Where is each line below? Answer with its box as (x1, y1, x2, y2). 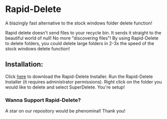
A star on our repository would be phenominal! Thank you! (5, 108, 125, 114)
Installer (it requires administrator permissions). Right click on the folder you (5, 78, 162, 84)
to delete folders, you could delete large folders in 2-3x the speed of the (5, 40, 154, 46)
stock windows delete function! (5, 45, 70, 51)
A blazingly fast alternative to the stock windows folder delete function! (5, 20, 152, 26)
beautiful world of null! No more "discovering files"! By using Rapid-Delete (5, 35, 159, 41)
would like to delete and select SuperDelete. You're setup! (5, 84, 125, 90)
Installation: (5, 60, 44, 68)
